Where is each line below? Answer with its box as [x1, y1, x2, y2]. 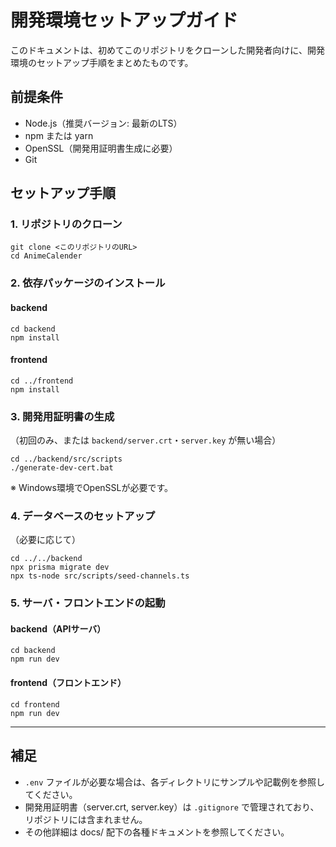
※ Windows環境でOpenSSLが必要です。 [10, 482, 174, 494]
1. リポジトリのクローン [10, 217, 123, 231]
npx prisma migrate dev [10, 562, 110, 573]
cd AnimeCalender [10, 251, 83, 261]
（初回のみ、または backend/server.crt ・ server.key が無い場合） [10, 434, 282, 446]
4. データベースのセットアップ [10, 509, 156, 523]
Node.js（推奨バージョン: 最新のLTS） [24, 117, 183, 129]
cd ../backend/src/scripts [10, 454, 123, 465]
